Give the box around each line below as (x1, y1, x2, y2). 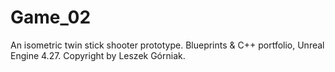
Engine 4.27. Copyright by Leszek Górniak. (10, 49, 186, 61)
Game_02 (10, 6, 92, 29)
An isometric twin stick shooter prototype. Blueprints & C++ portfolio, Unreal (10, 39, 325, 51)
